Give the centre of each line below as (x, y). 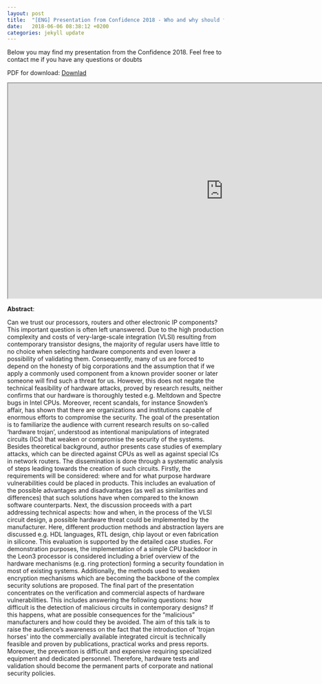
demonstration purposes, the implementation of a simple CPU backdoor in (112, 549)
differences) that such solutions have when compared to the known (103, 498)
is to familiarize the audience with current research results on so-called (108, 425)
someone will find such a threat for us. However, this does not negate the (111, 381)
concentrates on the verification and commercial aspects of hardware (106, 593)
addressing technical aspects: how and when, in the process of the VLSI (109, 513)
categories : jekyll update (46, 33)
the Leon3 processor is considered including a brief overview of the (103, 556)
